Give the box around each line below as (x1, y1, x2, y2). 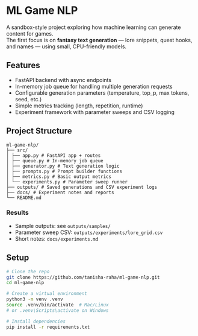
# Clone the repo (6, 268, 50, 274)
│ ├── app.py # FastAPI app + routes (6, 152, 101, 159)
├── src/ (6, 147, 28, 153)
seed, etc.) (14, 95, 42, 103)
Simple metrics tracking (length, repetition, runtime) (14, 102, 143, 109)
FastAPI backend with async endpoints (14, 76, 112, 83)
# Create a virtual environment (6, 291, 87, 297)
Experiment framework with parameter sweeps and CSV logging (14, 108, 175, 115)
